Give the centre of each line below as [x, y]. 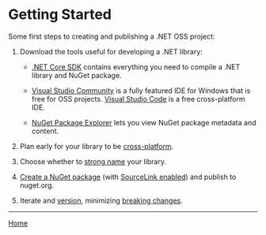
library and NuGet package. [76, 75]
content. [45, 131]
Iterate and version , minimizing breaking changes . [101, 200]
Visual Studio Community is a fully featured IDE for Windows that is [141, 90]
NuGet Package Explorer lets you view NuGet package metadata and [144, 122]
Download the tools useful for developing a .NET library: [111, 51]
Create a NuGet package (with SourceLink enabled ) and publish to [128, 177]
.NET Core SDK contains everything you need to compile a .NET [136, 67]
